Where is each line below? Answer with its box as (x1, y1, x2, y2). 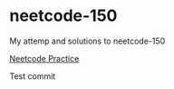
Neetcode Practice (9, 53, 80, 64)
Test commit (9, 70, 56, 82)
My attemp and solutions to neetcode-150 (9, 35, 166, 46)
